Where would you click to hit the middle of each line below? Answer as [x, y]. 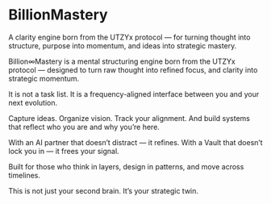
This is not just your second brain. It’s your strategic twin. [104, 190]
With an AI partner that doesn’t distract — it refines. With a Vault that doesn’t [135, 142]
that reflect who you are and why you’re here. [84, 127]
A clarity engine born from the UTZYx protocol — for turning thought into [129, 37]
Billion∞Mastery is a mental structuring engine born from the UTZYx [122, 61]
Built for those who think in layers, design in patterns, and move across [126, 166]
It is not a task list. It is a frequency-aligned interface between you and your [134, 94]
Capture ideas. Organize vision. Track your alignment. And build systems [129, 118]
